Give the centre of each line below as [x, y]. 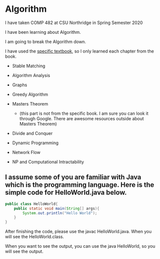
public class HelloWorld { [31, 204]
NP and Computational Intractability [48, 162]
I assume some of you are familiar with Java [73, 177]
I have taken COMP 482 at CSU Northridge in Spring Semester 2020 [74, 23]
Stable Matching [29, 66]
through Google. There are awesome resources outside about [82, 118]
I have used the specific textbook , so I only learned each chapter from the [80, 51]
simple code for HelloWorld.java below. [66, 193]
